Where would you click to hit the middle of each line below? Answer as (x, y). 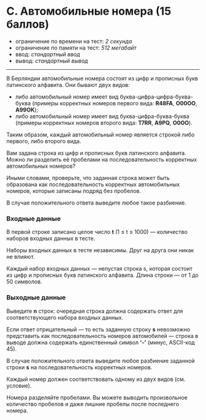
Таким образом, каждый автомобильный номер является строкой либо (101, 134)
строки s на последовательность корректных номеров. (79, 367)
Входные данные (34, 219)
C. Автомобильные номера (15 (89, 11)
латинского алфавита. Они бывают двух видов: (68, 84)
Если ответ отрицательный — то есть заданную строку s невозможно (98, 329)
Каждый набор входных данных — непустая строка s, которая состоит (100, 269)
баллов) (28, 24)
